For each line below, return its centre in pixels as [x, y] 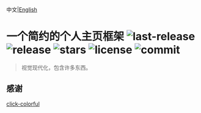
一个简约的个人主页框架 [65, 37]
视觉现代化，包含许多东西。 [56, 67]
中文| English [22, 9]
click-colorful [23, 104]
